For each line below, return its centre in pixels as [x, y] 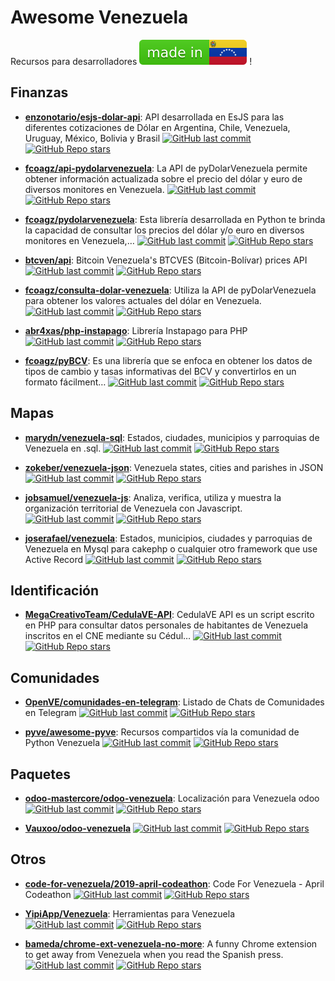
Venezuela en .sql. [63, 448]
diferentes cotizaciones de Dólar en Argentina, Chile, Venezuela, [157, 127]
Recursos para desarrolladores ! [131, 61]
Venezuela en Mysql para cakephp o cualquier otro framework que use [171, 548]
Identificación [55, 590]
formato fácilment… [65, 382]
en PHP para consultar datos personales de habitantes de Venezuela [166, 625]
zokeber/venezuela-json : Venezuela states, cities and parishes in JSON [174, 467]
